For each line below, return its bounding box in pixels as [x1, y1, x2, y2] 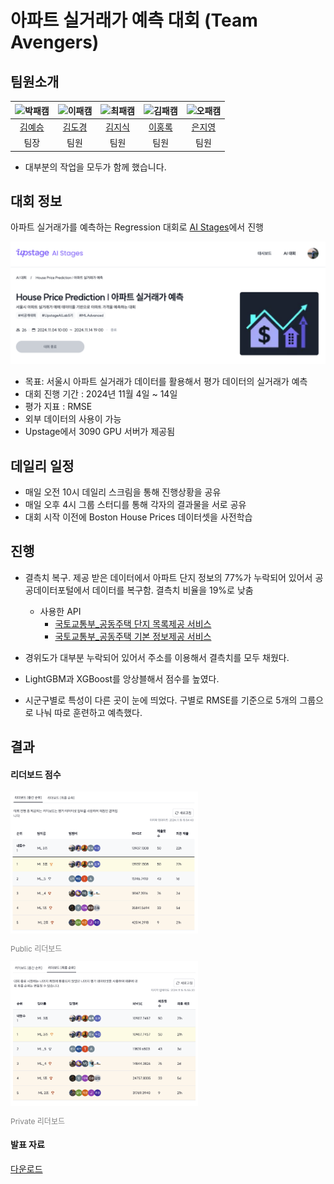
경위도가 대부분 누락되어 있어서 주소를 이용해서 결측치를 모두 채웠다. [24, 651, 290, 663]
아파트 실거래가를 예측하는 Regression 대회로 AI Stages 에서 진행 [10, 221, 264, 233]
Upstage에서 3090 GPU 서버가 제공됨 [24, 426, 176, 438]
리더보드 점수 [10, 768, 62, 780]
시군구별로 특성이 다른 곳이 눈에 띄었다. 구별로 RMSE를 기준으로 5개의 [24, 694, 298, 706]
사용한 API [39, 605, 82, 617]
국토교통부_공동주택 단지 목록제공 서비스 [54, 617, 212, 630]
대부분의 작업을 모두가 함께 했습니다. [24, 161, 167, 173]
